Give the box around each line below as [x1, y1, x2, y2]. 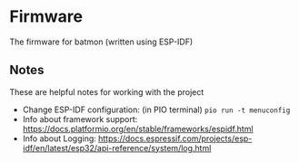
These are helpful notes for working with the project [9, 86, 204, 97]
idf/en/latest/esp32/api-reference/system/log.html [22, 142, 212, 153]
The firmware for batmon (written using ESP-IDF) [9, 36, 194, 47]
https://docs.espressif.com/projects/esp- [98, 133, 253, 144]
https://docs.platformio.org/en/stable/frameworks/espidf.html [22, 123, 254, 134]
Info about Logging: [22, 133, 97, 144]
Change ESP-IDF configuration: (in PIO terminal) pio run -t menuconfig [22, 104, 291, 115]
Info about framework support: [22, 113, 138, 124]
